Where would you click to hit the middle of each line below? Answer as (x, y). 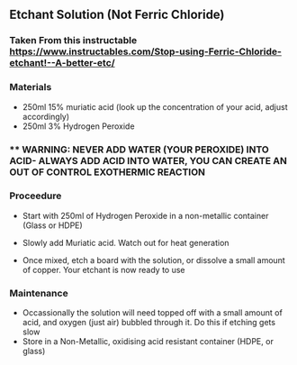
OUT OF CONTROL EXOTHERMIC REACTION (107, 172)
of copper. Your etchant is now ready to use (103, 269)
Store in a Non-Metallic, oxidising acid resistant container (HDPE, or (148, 342)
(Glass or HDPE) (52, 225)
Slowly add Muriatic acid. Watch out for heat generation (126, 242)
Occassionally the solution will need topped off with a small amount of (153, 313)
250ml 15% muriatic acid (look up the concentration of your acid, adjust (155, 106)
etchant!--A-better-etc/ (62, 63)
